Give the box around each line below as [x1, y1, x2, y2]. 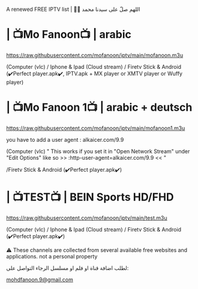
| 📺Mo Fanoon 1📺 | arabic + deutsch [6, 101, 193, 114]
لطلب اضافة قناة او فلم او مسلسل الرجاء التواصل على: [6, 264, 129, 272]
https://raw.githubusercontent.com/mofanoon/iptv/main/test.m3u [6, 214, 167, 221]
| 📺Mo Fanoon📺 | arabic [6, 28, 132, 41]
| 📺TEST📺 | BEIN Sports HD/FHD [6, 190, 174, 204]
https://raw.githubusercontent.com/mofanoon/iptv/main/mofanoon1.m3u [6, 124, 185, 132]
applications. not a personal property [6, 253, 98, 260]
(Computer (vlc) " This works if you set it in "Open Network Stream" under [6, 147, 190, 155]
